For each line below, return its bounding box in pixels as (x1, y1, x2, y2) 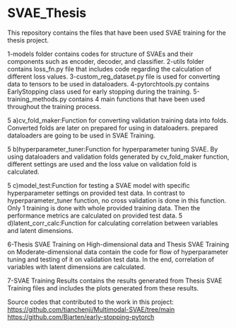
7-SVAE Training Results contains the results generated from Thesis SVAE (7, 276, 223, 285)
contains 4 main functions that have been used (68, 94, 206, 103)
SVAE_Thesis (7, 5, 87, 21)
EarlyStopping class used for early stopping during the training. (7, 87, 192, 96)
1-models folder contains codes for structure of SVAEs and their (7, 50, 194, 58)
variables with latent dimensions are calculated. (7, 262, 146, 271)
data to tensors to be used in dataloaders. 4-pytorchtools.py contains (7, 79, 210, 88)
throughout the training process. (7, 102, 102, 111)
